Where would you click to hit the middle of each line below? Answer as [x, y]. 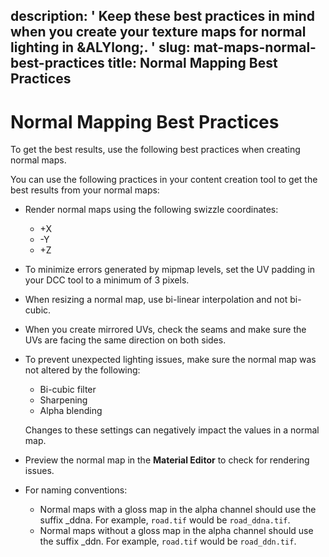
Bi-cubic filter [68, 390]
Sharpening [63, 400]
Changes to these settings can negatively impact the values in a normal [172, 430]
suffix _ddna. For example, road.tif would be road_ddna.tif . [165, 520]
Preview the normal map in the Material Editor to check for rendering [167, 460]
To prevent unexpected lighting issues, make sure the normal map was [170, 360]
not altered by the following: [82, 370]
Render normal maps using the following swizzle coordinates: [151, 210]
